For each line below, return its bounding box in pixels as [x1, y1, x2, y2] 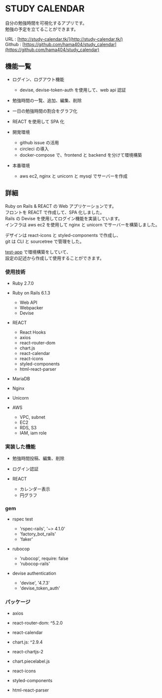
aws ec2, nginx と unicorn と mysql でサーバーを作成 [19, 173, 127, 179]
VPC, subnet [19, 414, 45, 420]
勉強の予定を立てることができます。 [5, 26, 79, 32]
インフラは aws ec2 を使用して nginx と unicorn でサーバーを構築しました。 [5, 222, 160, 228]
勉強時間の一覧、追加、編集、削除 [12, 97, 82, 103]
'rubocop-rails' [19, 561, 50, 567]
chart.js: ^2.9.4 [12, 639, 43, 645]
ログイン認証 [12, 466, 39, 472]
